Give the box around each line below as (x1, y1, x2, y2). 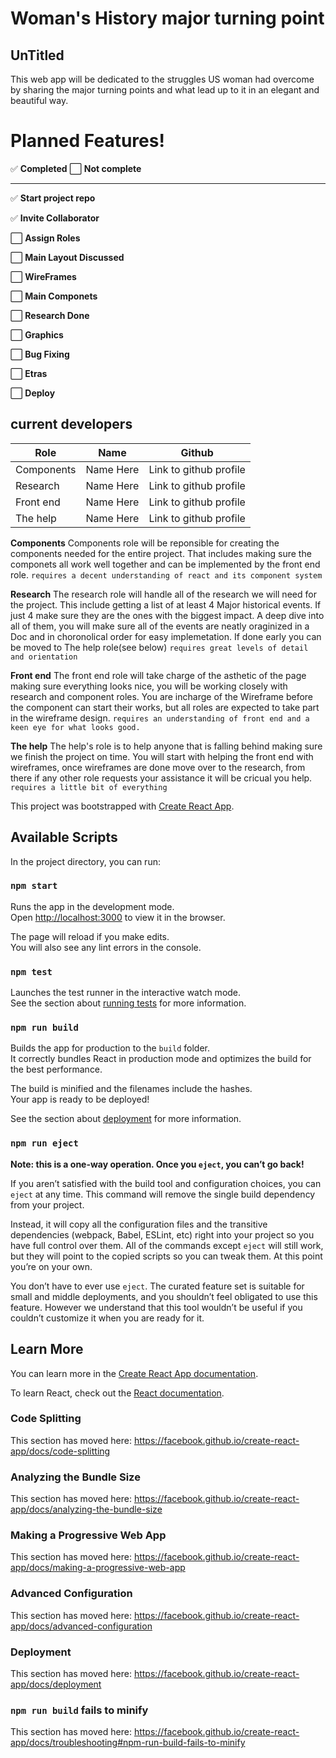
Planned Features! (10, 130, 165, 152)
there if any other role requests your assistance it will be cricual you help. (10, 772, 313, 784)
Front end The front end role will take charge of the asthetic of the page (10, 669, 307, 681)
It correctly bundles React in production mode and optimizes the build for (10, 1053, 312, 1065)
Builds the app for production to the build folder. (10, 1042, 211, 1054)
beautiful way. (10, 95, 69, 106)
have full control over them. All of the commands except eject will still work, (10, 1239, 324, 1251)
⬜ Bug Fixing (10, 348, 70, 360)
